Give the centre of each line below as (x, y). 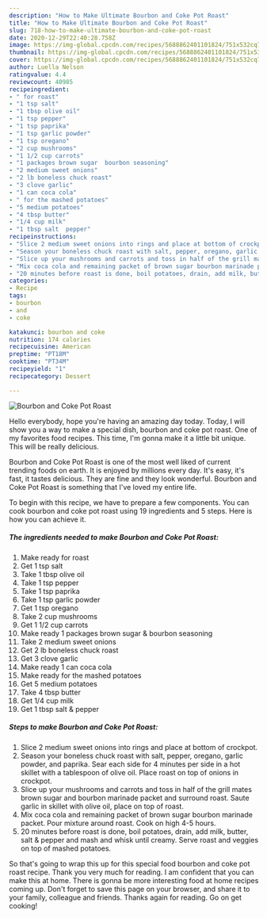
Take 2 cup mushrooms (59, 616)
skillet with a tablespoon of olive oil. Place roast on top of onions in (130, 772)
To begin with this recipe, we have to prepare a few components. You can (129, 502)
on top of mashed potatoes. (66, 848)
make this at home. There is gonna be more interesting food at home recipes (134, 880)
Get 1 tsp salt (42, 566)
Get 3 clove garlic (49, 658)
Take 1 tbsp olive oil (52, 574)
